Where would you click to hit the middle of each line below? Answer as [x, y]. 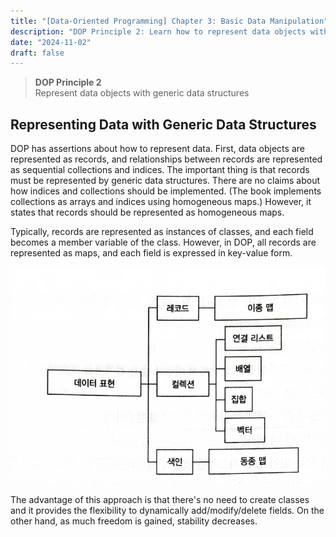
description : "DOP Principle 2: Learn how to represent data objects [158, 31]
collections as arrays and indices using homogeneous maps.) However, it [161, 202]
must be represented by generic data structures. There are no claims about [165, 181]
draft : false [37, 53]
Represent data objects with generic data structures [142, 93]
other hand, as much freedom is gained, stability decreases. [134, 521]
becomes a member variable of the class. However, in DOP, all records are [163, 242]
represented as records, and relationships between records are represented [166, 159]
